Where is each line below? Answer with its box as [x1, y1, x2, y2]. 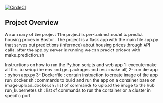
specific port [5, 92, 31, 98]
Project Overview [5, 18, 59, 27]
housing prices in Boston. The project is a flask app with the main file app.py [5, 36, 158, 42]
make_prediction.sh [5, 52, 45, 58]
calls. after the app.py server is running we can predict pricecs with [5, 47, 140, 53]
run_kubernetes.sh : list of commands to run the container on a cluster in [5, 87, 151, 93]
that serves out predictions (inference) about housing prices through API [5, 42, 151, 48]
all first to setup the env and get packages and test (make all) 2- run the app [5, 67, 158, 72]
